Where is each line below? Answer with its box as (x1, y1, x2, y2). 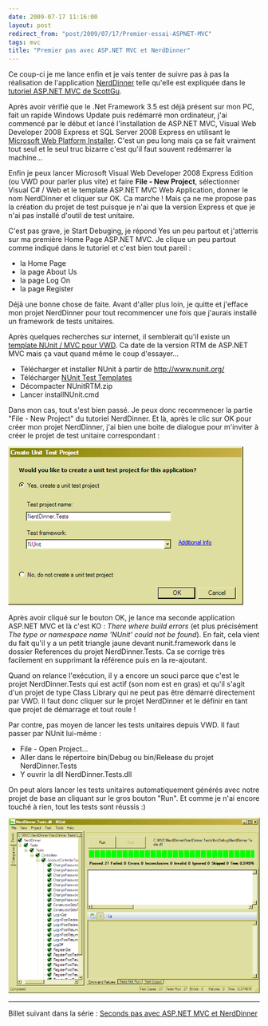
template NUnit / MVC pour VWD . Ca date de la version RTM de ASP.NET (8, 340, 249, 351)
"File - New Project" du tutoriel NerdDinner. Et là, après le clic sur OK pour (8, 414, 252, 423)
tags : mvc (8, 38, 41, 46)
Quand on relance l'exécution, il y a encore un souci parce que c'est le (8, 671, 239, 680)
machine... (8, 153, 43, 163)
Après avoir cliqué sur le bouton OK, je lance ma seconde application (8, 613, 235, 623)
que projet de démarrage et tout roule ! (8, 705, 136, 715)
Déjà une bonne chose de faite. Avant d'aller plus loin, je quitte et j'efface (8, 299, 249, 309)
